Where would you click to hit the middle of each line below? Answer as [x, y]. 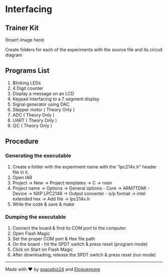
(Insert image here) [25, 40]
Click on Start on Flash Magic [43, 249]
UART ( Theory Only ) [35, 120]
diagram [14, 55]
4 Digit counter [28, 88]
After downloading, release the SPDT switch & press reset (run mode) [84, 254]
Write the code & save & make [43, 204]
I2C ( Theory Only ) [32, 125]
